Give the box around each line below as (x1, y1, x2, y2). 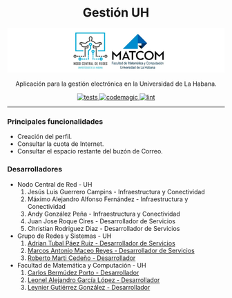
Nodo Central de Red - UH (17, 180, 93, 188)
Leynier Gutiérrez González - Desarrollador (27, 283, 151, 291)
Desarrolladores (7, 165, 63, 174)
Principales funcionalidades (7, 117, 104, 127)
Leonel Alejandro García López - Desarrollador (27, 275, 160, 284)
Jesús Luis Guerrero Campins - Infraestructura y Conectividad (27, 187, 205, 196)
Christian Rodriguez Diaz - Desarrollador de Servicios (27, 224, 180, 232)
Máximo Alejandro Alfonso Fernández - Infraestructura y (27, 195, 188, 203)
